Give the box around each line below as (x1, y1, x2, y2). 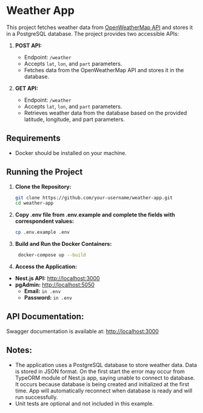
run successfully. (15, 393, 58, 400)
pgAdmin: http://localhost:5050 (15, 281, 95, 288)
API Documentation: (6, 311, 84, 322)
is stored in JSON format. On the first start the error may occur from (15, 368, 185, 375)
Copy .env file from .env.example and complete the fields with (15, 211, 176, 219)
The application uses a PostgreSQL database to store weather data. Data (15, 361, 198, 368)
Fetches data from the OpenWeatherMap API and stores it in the (24, 66, 184, 73)
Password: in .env (24, 294, 73, 302)
